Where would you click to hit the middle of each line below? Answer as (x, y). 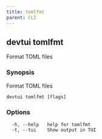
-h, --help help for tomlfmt (51, 124)
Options (18, 112)
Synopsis (20, 72)
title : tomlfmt (25, 12)
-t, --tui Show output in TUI (54, 130)
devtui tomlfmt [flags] (36, 97)
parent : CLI (21, 18)
